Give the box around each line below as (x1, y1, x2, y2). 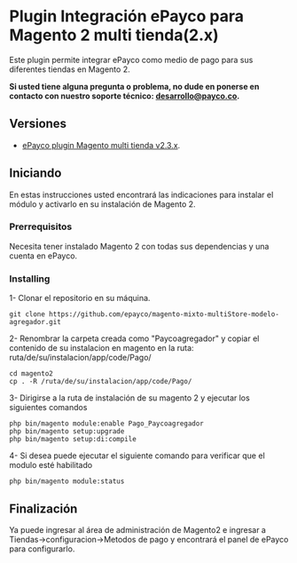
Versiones (9, 116, 67, 131)
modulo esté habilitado (9, 460, 93, 471)
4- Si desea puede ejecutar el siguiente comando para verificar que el (9, 450, 266, 461)
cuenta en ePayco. (9, 250, 78, 261)
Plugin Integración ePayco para (9, 6, 245, 27)
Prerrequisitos (9, 220, 73, 233)
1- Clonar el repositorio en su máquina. (9, 293, 151, 304)
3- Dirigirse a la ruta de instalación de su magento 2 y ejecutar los (9, 393, 250, 403)
